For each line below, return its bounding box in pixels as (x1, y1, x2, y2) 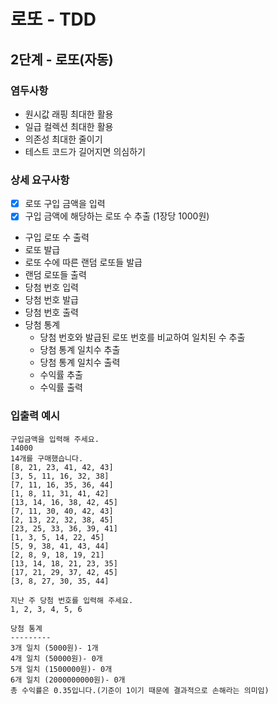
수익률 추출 (39, 369, 83, 381)
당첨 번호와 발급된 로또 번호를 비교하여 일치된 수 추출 (39, 331, 246, 344)
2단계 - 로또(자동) (10, 51, 114, 68)
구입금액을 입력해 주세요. (10, 434, 100, 444)
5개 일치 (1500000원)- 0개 (10, 664, 113, 674)
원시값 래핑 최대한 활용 (24, 108, 114, 120)
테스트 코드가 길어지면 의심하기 (24, 145, 146, 157)
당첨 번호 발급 (24, 294, 79, 306)
